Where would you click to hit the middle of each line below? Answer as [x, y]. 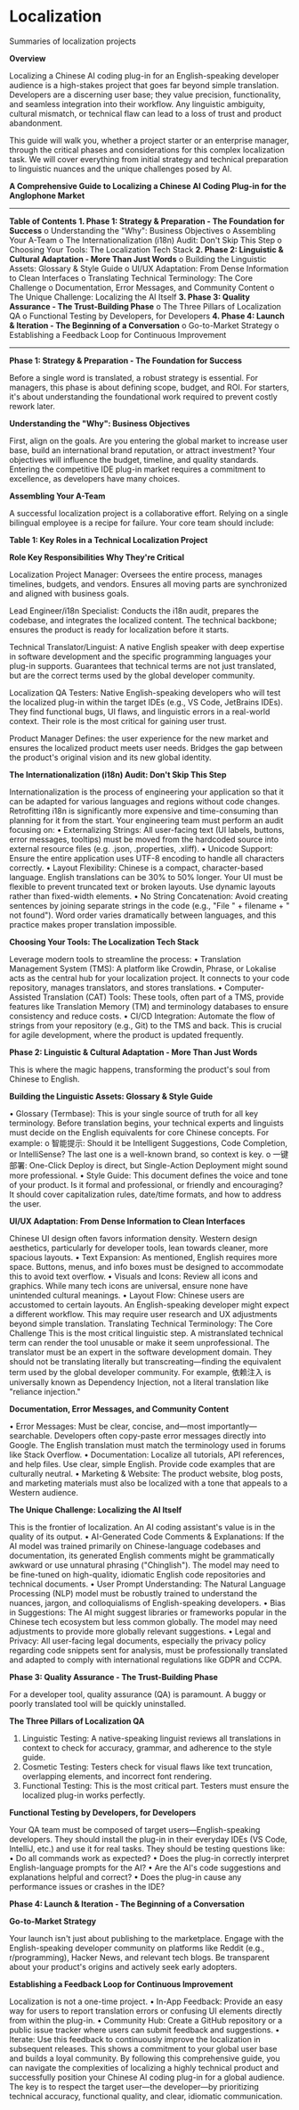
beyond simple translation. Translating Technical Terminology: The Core [141, 1323]
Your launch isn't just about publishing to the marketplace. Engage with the [147, 1938]
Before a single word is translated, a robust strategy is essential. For [133, 377]
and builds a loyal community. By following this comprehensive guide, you [145, 2058]
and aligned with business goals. [69, 593]
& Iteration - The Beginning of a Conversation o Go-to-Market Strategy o [144, 325]
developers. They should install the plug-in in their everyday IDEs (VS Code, [148, 1839]
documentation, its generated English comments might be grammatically [142, 1555]
